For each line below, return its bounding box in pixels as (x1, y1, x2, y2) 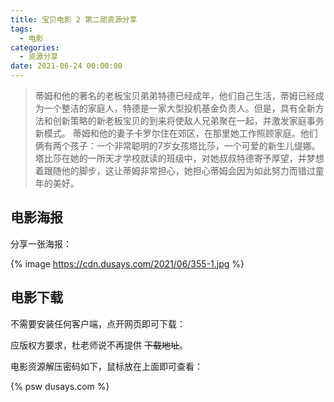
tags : (10, 24, 33, 34)
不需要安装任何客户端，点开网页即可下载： (10, 317, 186, 330)
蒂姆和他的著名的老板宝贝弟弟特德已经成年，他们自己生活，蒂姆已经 (34, 90, 316, 101)
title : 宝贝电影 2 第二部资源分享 (10, 14, 138, 25)
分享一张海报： (10, 237, 72, 250)
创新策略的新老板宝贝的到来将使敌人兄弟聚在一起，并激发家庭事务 (52, 115, 325, 126)
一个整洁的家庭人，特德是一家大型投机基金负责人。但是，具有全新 (43, 102, 316, 114)
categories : (10, 42, 60, 53)
